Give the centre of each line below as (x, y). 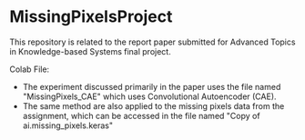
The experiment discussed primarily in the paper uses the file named (152, 86)
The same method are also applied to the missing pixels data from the (153, 105)
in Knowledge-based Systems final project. (90, 51)
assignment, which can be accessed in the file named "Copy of (142, 115)
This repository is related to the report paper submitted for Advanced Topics (152, 42)
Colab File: (30, 69)
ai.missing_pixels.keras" (68, 125)
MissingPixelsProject (91, 17)
